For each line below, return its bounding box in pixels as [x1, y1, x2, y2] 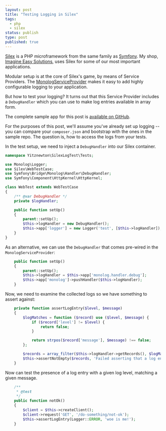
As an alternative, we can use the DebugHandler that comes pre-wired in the [5, 244, 159, 250]
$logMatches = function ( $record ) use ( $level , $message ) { [23, 315, 149, 320]
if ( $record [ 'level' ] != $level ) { [31, 319, 105, 325]
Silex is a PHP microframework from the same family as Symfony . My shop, [5, 53, 159, 59]
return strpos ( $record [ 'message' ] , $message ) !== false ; [31, 338, 152, 343]
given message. [5, 375, 38, 381]
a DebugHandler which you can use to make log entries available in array [5, 99, 151, 105]
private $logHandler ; [14, 198, 58, 203]
